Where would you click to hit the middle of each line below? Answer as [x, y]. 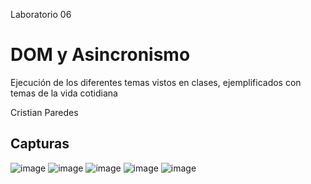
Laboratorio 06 [41, 14]
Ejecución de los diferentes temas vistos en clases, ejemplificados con [156, 82]
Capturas [40, 144]
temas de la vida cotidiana [64, 93]
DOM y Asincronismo [100, 55]
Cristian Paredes [44, 112]
